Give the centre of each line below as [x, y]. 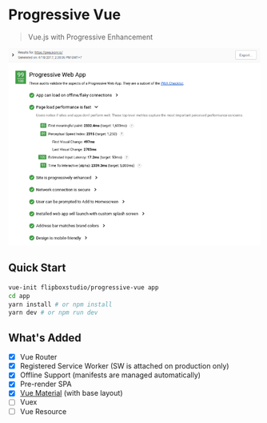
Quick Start [37, 268]
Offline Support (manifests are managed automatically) [110, 375]
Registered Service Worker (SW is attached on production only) [124, 366]
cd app [19, 296]
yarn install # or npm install [60, 304]
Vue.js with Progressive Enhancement [90, 37]
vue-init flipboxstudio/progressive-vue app [84, 287]
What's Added [45, 338]
